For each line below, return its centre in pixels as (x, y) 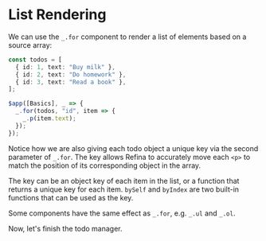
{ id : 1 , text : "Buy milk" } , (65, 67)
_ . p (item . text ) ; (50, 119)
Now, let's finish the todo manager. (65, 228)
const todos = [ (35, 60)
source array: (30, 45)
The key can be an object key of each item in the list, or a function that (124, 181)
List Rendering (57, 15)
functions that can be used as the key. (71, 197)
